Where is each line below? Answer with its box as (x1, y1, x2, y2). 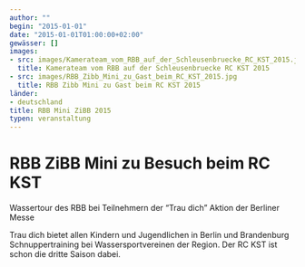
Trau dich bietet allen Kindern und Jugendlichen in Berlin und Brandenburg (9, 230, 290, 241)
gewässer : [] (9, 38, 59, 48)
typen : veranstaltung (9, 114, 92, 123)
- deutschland (9, 97, 64, 107)
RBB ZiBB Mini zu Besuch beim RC (9, 153, 271, 174)
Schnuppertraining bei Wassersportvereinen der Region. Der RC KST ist (9, 239, 278, 250)
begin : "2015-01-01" (9, 22, 88, 31)
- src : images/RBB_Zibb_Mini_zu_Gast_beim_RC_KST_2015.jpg (9, 72, 238, 81)
